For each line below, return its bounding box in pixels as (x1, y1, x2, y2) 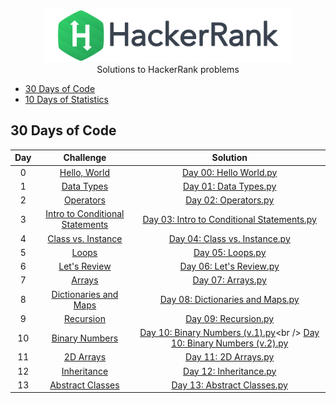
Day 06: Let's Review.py (179, 260, 280, 273)
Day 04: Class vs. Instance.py (168, 232, 291, 244)
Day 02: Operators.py (185, 194, 275, 206)
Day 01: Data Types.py (183, 180, 277, 192)
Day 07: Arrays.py (192, 274, 267, 286)
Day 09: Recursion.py (185, 312, 275, 324)
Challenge (63, 152, 107, 164)
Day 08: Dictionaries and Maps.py (159, 294, 300, 306)
